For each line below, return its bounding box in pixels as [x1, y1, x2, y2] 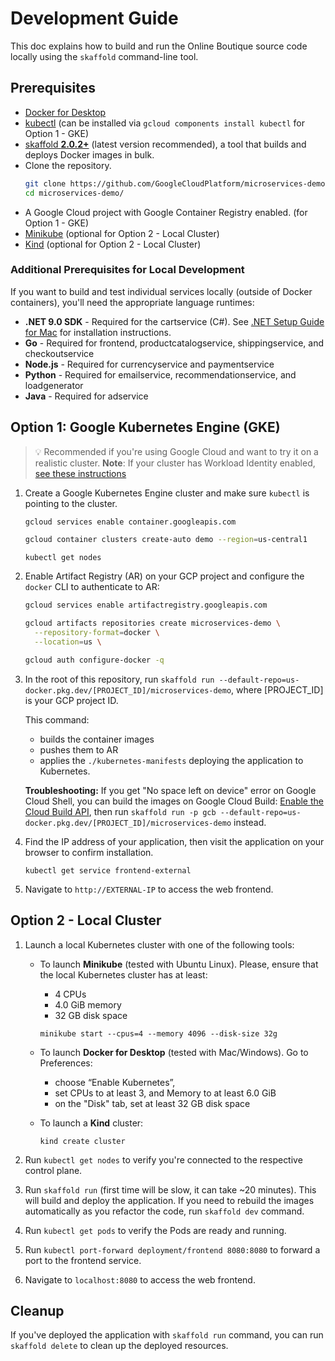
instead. [233, 816, 267, 828]
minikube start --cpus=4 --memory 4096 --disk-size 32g [39, 1028, 278, 1039]
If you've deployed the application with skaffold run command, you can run [10, 1329, 324, 1341]
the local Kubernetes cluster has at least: [39, 968, 208, 981]
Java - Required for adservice [24, 390, 149, 402]
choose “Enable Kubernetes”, [54, 1076, 176, 1088]
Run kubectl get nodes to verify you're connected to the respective [24, 1153, 303, 1166]
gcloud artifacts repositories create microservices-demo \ [24, 618, 281, 629]
